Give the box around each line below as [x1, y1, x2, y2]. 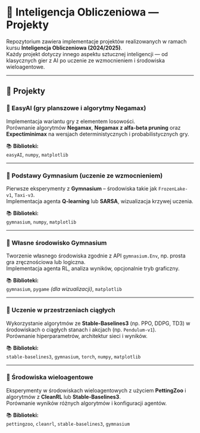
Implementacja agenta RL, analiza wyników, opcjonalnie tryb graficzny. [6, 265, 180, 272]
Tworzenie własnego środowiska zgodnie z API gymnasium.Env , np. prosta [6, 252, 186, 259]
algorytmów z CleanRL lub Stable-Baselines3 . [6, 393, 121, 400]
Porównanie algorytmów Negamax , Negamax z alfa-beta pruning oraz [6, 124, 181, 131]
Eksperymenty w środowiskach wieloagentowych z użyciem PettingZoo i [6, 386, 186, 394]
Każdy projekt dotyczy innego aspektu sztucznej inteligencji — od [6, 50, 168, 57]
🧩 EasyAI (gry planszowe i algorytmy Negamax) [6, 104, 146, 112]
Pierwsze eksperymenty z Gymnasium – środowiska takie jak [6, 185, 158, 192]
